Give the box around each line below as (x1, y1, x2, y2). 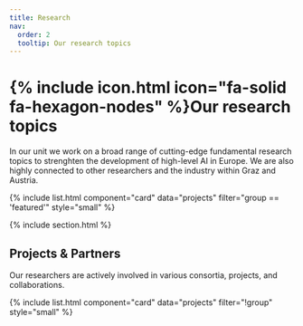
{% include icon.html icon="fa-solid (9, 78, 287, 98)
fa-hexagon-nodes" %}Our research (9, 97, 291, 118)
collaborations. (9, 280, 65, 290)
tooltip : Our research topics (17, 38, 131, 48)
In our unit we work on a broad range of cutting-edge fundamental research (9, 146, 292, 157)
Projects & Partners (9, 245, 121, 261)
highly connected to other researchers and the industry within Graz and (9, 165, 276, 177)
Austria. (9, 175, 39, 186)
